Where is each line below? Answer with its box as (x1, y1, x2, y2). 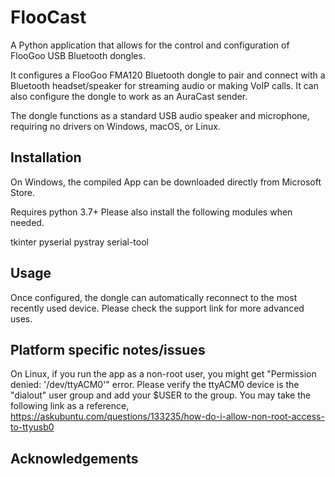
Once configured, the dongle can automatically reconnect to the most (10, 291, 298, 303)
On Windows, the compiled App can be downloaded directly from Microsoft (10, 176, 322, 188)
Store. (10, 186, 36, 198)
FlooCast (10, 6, 87, 29)
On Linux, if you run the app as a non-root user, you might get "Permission (10, 368, 317, 380)
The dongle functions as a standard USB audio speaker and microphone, (10, 109, 310, 121)
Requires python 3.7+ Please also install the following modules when (10, 206, 293, 218)
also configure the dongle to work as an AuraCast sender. (10, 90, 248, 102)
